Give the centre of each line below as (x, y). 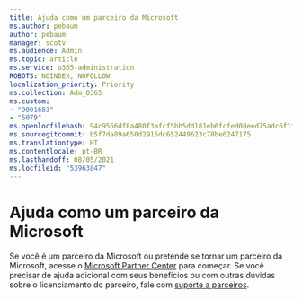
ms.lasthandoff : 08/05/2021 (62, 159)
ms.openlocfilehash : (48, 127)
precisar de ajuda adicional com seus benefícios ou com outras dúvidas (142, 276)
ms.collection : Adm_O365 (56, 92)
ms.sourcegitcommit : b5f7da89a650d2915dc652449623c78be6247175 (130, 135)
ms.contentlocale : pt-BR (56, 151)
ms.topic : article (44, 59)
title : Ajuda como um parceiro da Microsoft (94, 18)
